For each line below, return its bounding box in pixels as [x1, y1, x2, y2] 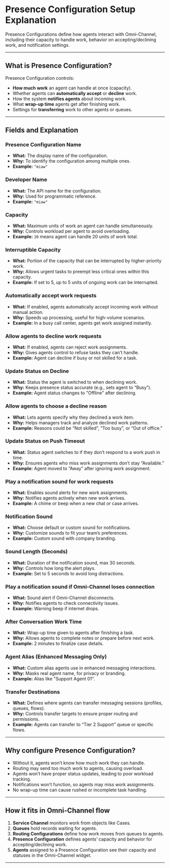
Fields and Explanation [5, 126, 78, 135]
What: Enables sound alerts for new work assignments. [12, 489, 129, 496]
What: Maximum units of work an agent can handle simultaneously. [12, 223, 153, 229]
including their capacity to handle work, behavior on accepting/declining [5, 37, 156, 43]
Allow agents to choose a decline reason [5, 402, 107, 410]
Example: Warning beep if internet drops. [12, 606, 100, 611]
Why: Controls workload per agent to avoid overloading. [12, 228, 131, 234]
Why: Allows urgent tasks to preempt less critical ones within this [12, 268, 149, 275]
